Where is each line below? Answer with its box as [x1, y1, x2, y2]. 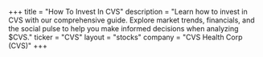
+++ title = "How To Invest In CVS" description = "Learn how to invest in [8, 7, 248, 16]
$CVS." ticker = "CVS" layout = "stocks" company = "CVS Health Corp [8, 32, 243, 42]
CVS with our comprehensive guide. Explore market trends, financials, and [8, 15, 255, 25]
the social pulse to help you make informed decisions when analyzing [8, 24, 239, 33]
